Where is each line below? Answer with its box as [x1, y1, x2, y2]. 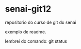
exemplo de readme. [5, 29, 46, 34]
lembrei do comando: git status [5, 38, 67, 44]
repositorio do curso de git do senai [5, 19, 77, 25]
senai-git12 [5, 3, 51, 15]
